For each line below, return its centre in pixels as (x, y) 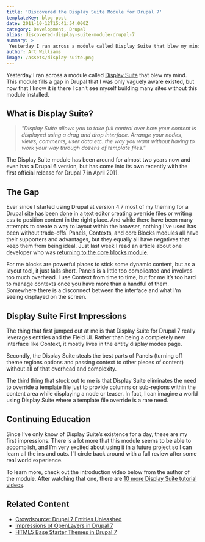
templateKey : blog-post (37, 18)
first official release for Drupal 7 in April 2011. (63, 173)
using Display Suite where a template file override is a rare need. (88, 400)
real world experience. (34, 460)
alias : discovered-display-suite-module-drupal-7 (71, 35)
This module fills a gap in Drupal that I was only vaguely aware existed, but (100, 81)
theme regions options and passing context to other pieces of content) (95, 363)
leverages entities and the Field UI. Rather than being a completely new (96, 337)
